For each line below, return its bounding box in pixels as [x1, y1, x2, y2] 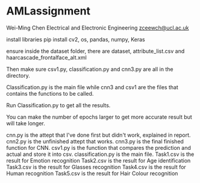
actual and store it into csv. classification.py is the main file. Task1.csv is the [6, 150, 195, 158]
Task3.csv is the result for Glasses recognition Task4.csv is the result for [6, 163, 187, 170]
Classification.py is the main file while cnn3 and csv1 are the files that [6, 83, 179, 91]
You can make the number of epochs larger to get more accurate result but [6, 113, 193, 120]
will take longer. [6, 119, 45, 127]
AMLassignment [6, 4, 91, 18]
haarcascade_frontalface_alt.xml [6, 54, 87, 61]
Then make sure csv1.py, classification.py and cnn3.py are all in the [6, 65, 173, 73]
